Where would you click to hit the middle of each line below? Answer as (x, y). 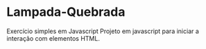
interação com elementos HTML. (53, 38)
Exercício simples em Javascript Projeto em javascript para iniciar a (103, 31)
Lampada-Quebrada (66, 12)
